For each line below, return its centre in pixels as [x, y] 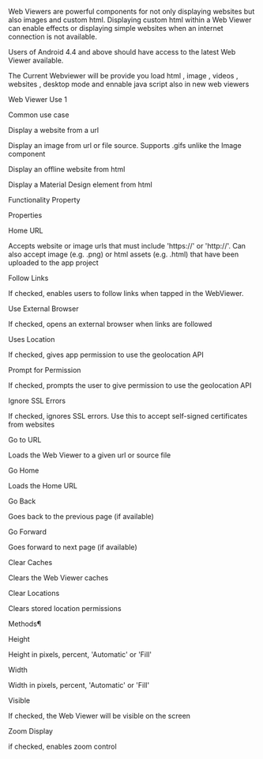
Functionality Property [44, 200]
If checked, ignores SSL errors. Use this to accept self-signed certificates [128, 416]
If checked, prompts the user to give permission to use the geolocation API [130, 385]
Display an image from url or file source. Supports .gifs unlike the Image [125, 145]
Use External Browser [43, 309]
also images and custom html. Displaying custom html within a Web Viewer [130, 20]
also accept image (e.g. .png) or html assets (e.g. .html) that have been [124, 254]
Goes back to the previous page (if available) [81, 516]
